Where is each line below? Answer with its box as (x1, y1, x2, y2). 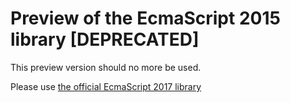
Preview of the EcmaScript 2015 (10, 7, 281, 30)
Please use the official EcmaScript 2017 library (10, 80, 202, 92)
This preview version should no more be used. (10, 61, 202, 73)
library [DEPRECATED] (10, 28, 200, 51)
